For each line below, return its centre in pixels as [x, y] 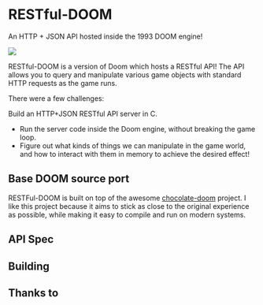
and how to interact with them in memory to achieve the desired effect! [135, 154]
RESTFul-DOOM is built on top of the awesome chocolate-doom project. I [127, 198]
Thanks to [33, 293]
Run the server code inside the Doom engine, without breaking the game [137, 128]
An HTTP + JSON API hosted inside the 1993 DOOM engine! [106, 36]
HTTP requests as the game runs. [63, 83]
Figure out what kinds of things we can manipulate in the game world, [133, 145]
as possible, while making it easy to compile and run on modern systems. [127, 214]
